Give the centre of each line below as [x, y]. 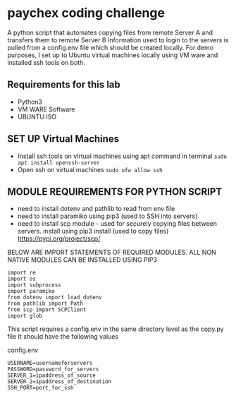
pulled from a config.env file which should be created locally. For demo [110, 47]
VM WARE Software [46, 109]
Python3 [30, 102]
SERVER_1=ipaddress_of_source [52, 375]
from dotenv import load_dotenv [55, 298]
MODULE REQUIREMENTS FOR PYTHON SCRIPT [115, 192]
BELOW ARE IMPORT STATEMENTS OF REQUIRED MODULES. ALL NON [112, 253]
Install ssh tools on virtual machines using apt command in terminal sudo [122, 156]
